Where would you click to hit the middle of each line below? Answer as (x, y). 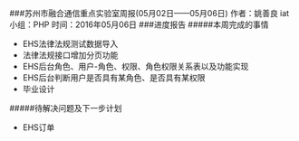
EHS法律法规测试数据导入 (70, 44)
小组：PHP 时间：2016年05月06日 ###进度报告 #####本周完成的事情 (139, 24)
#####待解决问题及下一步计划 (66, 108)
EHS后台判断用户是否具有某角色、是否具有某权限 (114, 78)
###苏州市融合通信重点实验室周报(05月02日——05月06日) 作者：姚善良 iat (149, 13)
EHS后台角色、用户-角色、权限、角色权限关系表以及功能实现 (135, 66)
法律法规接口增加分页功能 (70, 55)
